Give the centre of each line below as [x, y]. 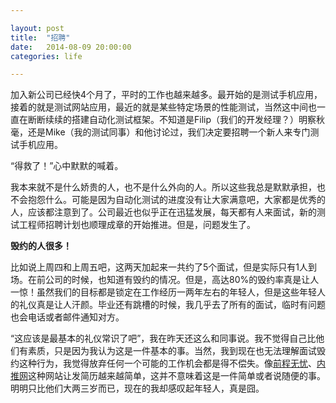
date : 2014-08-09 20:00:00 [71, 47]
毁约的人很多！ [41, 246]
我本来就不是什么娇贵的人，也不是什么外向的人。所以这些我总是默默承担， [163, 187]
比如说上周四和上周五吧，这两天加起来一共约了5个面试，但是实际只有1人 [159, 267]
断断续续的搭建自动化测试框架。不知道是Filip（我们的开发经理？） [163, 120]
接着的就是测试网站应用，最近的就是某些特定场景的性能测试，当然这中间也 [163, 107]
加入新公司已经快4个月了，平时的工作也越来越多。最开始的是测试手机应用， [166, 95]
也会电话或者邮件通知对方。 [67, 317]
